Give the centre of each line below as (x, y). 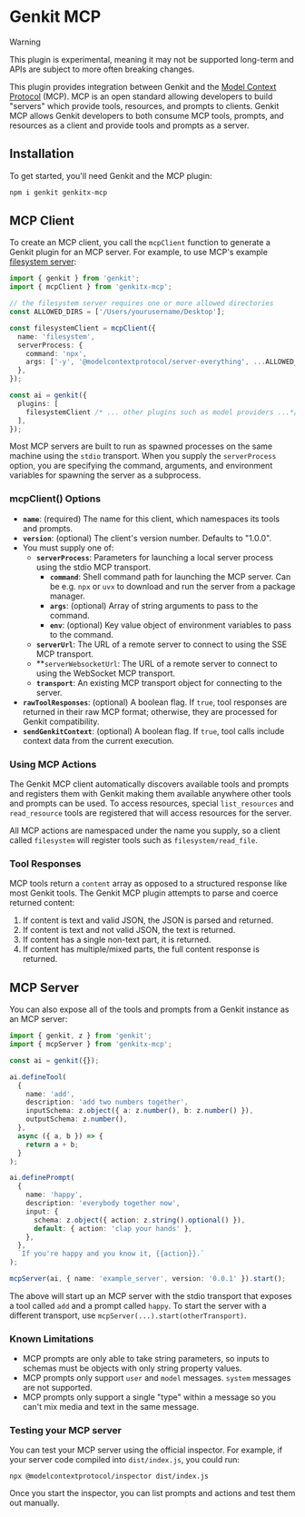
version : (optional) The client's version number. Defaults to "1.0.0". (147, 538)
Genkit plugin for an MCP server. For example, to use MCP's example (138, 253)
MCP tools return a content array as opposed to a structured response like (148, 884)
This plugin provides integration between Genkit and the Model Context (143, 86)
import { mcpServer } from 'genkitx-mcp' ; (91, 1045)
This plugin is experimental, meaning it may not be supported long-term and (152, 59)
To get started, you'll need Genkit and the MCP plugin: (111, 175)
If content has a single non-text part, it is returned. (117, 940)
